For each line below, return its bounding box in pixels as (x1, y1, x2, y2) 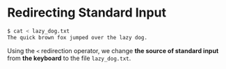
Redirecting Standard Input (7, 5, 167, 21)
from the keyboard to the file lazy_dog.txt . (7, 54, 131, 62)
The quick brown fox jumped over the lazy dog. (7, 34, 148, 41)
